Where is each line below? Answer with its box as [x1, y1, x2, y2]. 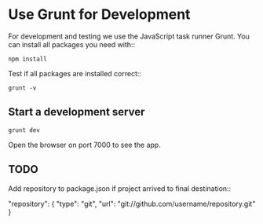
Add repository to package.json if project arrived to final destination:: [8, 183, 232, 193]
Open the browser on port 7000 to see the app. [8, 140, 161, 149]
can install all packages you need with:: [8, 39, 136, 49]
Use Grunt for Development [8, 6, 191, 24]
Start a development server [8, 105, 145, 119]
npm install [8, 55, 47, 63]
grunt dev [8, 126, 41, 134]
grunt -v [8, 84, 37, 92]
